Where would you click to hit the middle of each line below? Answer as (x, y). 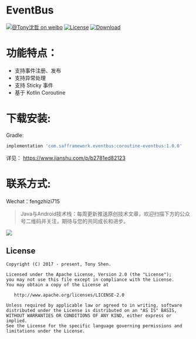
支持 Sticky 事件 (34, 85)
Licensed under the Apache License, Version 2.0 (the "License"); (89, 275)
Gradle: (15, 135)
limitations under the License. (45, 331)
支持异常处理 (30, 78)
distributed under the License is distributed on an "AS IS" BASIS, (92, 311)
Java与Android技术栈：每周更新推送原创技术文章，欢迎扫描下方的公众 (105, 214)
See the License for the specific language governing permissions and (94, 326)
